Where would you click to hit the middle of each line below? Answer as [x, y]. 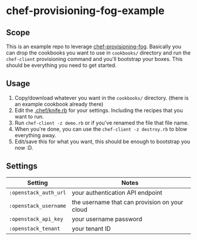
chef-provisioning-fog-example [85, 11]
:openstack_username [38, 206]
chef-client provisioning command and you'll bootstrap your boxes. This [94, 59]
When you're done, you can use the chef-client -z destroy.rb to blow [101, 129]
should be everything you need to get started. [62, 65]
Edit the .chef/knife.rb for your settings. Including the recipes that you [99, 110]
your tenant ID [91, 228]
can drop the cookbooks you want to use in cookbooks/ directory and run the [98, 53]
